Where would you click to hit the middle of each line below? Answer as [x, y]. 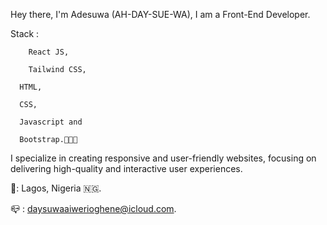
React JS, [49, 52]
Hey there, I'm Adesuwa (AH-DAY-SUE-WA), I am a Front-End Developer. [160, 14]
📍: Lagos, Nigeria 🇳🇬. [56, 188]
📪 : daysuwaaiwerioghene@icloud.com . [93, 208]
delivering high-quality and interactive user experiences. [126, 168]
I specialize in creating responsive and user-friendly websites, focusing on [163, 158]
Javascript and [51, 122]
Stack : [25, 33]
